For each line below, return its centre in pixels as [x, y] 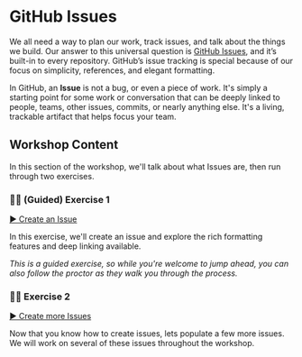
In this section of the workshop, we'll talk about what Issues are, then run [145, 166]
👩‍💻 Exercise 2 [40, 297]
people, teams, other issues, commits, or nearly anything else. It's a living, [147, 106]
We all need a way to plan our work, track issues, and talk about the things [147, 41]
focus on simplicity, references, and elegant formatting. [112, 70]
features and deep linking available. [75, 246]
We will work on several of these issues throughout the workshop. [132, 343]
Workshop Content [64, 145]
